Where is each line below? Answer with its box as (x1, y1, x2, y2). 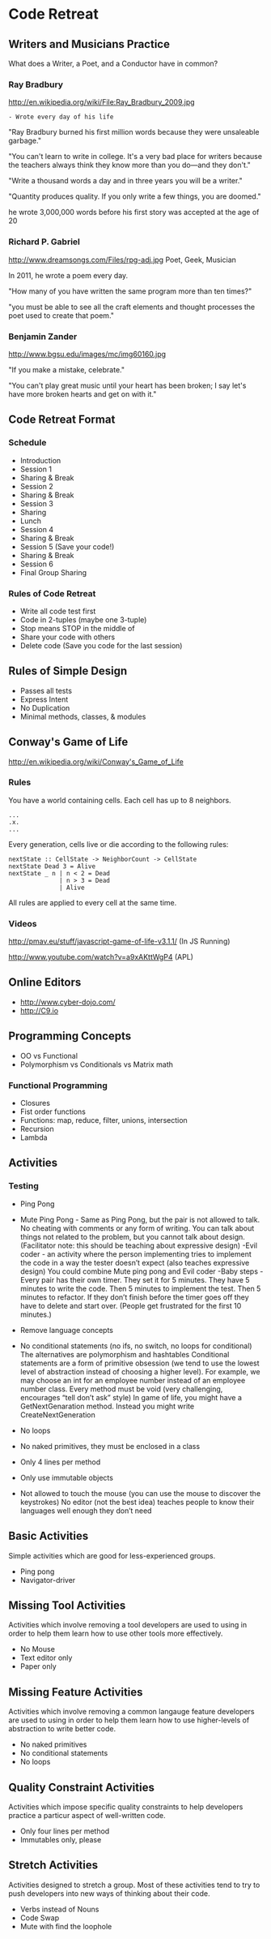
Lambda (19, 1133, 48, 1142)
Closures (19, 1098, 51, 1108)
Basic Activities (8, 1529, 89, 1543)
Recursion (19, 1124, 54, 1134)
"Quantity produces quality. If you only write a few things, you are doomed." (8, 191, 261, 201)
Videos (8, 918, 37, 929)
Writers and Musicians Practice (8, 37, 170, 51)
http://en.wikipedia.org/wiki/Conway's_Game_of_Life (8, 756, 184, 767)
